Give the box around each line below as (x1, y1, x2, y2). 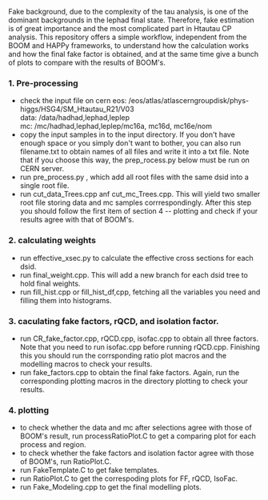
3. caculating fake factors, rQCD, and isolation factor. (8, 315, 219, 326)
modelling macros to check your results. (19, 359, 153, 369)
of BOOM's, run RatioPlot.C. (19, 457, 112, 466)
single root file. (19, 181, 70, 190)
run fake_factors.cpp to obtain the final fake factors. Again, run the (19, 367, 240, 377)
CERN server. (19, 164, 65, 174)
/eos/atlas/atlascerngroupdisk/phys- (128, 96, 250, 106)
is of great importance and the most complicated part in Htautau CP (8, 24, 232, 33)
